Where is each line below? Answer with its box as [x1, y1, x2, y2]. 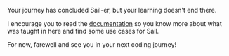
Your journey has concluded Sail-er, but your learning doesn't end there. [7, 6, 217, 14]
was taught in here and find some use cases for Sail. [7, 27, 159, 35]
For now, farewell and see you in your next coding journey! [7, 41, 177, 48]
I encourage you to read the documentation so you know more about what [7, 20, 223, 27]
